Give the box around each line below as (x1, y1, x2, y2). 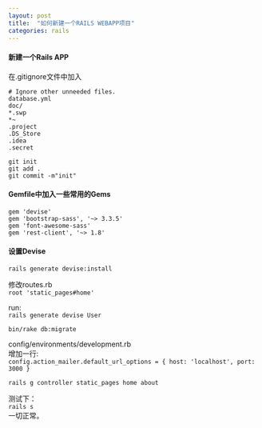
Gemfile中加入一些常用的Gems (8, 190, 111, 199)
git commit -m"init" (8, 171, 77, 180)
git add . (8, 165, 42, 173)
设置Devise (8, 246, 46, 256)
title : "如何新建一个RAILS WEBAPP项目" (8, 19, 135, 27)
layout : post (8, 11, 52, 20)
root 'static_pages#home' (8, 289, 94, 297)
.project (8, 122, 38, 130)
